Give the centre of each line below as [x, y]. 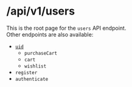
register [26, 72]
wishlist [35, 66]
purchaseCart [41, 53]
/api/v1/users [40, 11]
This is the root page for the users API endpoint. [66, 28]
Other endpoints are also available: [50, 34]
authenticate [32, 79]
